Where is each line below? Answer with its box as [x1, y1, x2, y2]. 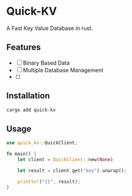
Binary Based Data [23, 59, 70, 67]
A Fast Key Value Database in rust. [6, 24, 94, 32]
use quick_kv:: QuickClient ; [6, 140, 78, 146]
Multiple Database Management [23, 66, 104, 74]
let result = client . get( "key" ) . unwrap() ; [17, 167, 127, 173]
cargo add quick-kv [6, 107, 56, 113]
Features [6, 42, 41, 53]
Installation [6, 90, 50, 101]
